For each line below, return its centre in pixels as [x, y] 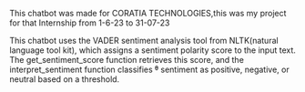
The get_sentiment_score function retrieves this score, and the [127, 60]
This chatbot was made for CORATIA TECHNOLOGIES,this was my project [148, 13]
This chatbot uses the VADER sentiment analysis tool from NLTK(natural [144, 41]
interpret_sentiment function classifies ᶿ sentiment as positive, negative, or [149, 69]
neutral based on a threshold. [65, 79]
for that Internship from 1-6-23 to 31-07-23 [90, 23]
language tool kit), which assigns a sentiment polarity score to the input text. [152, 50]
